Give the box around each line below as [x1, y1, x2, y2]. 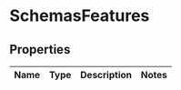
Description [80, 69, 132, 81]
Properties [9, 42, 71, 57]
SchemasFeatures [9, 5, 150, 26]
